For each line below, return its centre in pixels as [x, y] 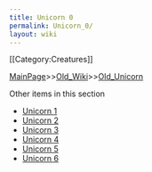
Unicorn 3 [40, 130]
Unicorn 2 [40, 120]
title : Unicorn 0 [41, 17]
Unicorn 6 [40, 159]
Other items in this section [57, 94]
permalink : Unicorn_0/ [51, 26]
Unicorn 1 [40, 111]
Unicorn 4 [40, 140]
